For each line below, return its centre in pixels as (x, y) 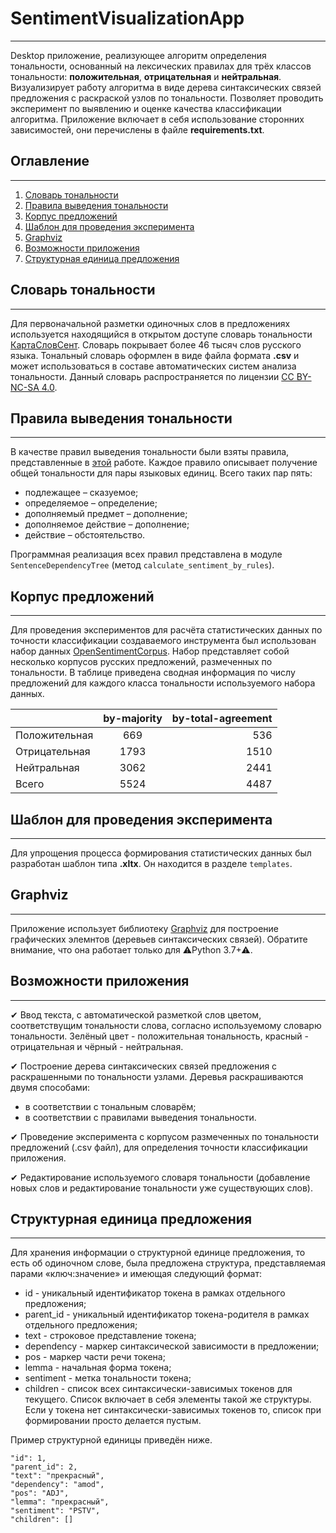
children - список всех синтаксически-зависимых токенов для (158, 1389)
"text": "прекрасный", (57, 1476)
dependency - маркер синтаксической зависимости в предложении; (172, 1346)
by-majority (133, 719)
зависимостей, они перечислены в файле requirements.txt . (137, 129)
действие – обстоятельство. (85, 535)
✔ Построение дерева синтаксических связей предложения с (144, 1066)
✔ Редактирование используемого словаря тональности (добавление (160, 1177)
